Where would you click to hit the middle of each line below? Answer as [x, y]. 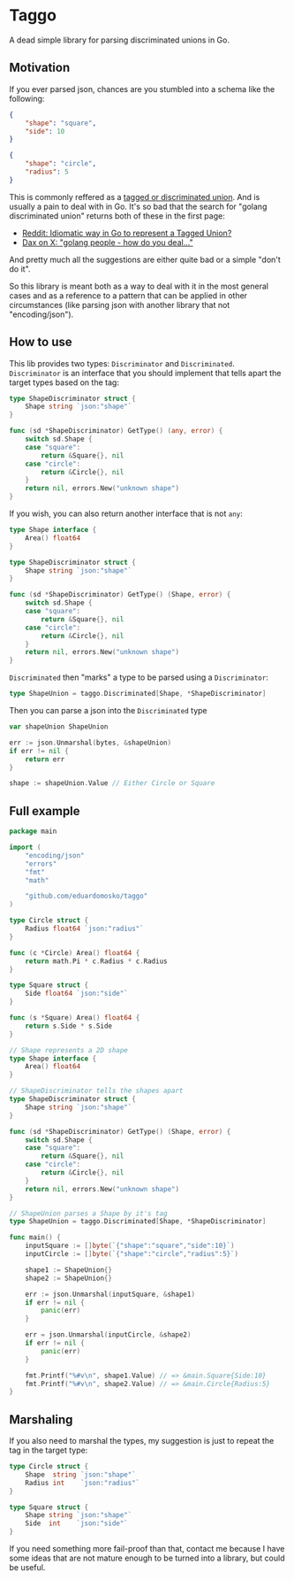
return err [45, 759]
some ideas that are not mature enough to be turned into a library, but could [147, 1558]
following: [27, 98]
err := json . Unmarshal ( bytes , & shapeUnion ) [90, 743]
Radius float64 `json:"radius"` [84, 929]
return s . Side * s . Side [69, 1026]
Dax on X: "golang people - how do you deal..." [107, 242]
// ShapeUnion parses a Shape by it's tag [88, 1214]
